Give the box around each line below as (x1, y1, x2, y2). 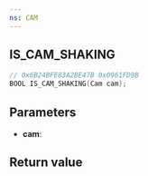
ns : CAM (9, 13, 39, 23)
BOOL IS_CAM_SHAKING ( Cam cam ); (9, 79, 127, 89)
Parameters (9, 104, 77, 120)
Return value (9, 155, 83, 171)
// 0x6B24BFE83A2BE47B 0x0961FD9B (9, 71, 140, 80)
